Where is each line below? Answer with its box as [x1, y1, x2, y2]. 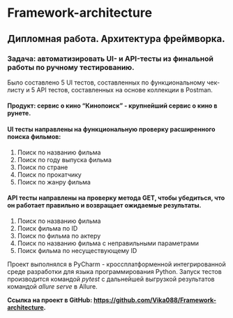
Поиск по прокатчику [17, 170, 82, 179]
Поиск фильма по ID [17, 224, 78, 232]
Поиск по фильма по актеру [17, 231, 101, 240]
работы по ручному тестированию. [7, 62, 135, 72]
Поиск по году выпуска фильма [17, 155, 112, 164]
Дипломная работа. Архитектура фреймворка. [7, 33, 225, 45]
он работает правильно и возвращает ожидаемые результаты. [7, 201, 202, 210]
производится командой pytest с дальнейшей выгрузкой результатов [7, 275, 215, 283]
